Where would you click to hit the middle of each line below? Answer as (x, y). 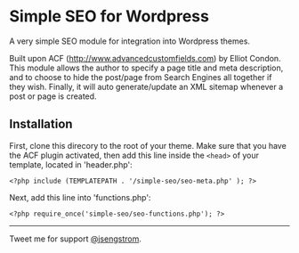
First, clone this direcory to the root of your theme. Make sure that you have (148, 145)
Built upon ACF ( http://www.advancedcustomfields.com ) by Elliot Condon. (145, 58)
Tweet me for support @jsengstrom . (76, 239)
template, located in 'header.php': (71, 164)
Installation (41, 124)
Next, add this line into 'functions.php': (80, 197)
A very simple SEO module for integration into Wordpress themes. (130, 41)
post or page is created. (53, 96)
